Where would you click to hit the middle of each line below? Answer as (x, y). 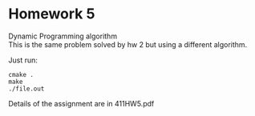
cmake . (21, 74)
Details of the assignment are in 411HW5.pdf (81, 103)
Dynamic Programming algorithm (63, 36)
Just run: (23, 60)
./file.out (26, 89)
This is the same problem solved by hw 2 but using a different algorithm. (128, 44)
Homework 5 (52, 14)
